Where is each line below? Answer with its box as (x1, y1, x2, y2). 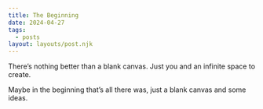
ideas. (8, 93, 28, 103)
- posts (15, 33, 41, 41)
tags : (8, 26, 26, 33)
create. (8, 70, 31, 79)
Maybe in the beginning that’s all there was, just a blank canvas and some (8, 85, 247, 94)
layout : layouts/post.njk (8, 40, 93, 48)
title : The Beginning (8, 11, 79, 19)
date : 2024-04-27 (8, 19, 65, 26)
